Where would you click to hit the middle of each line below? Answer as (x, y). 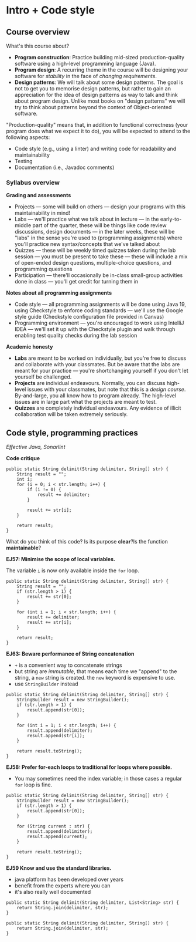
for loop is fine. (33, 785)
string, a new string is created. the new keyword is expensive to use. (95, 678)
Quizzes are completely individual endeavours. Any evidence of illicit (98, 408)
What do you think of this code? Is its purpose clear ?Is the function (87, 542)
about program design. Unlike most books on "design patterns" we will (100, 101)
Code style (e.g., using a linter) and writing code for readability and (95, 148)
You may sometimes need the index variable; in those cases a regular (98, 779)
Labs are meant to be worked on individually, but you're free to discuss (100, 358)
